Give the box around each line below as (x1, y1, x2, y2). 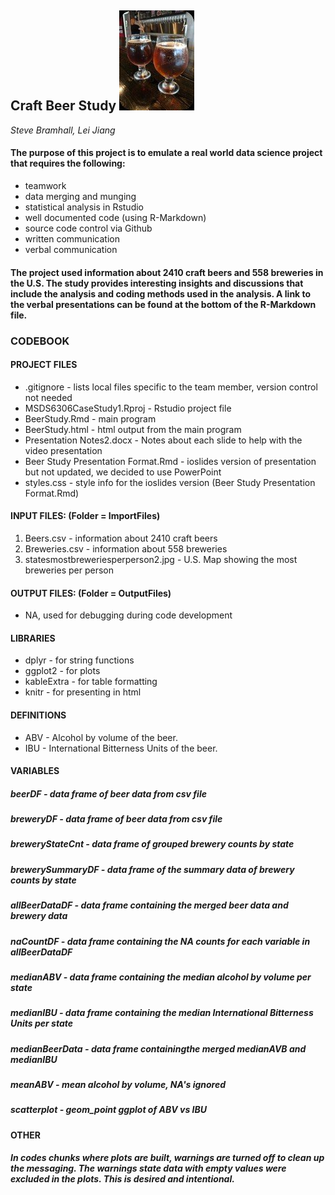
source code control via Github (24, 222, 153, 235)
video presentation (24, 444, 103, 456)
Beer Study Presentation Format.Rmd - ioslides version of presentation (24, 455, 317, 467)
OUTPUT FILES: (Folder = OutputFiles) (10, 587, 172, 599)
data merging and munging (24, 191, 137, 203)
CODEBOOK (10, 334, 70, 348)
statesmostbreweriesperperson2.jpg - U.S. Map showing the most (24, 553, 298, 565)
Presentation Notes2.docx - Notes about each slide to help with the (24, 434, 303, 446)
